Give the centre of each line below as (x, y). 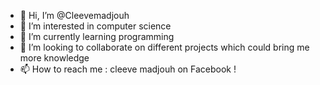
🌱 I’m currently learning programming (97, 36)
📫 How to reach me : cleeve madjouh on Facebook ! (128, 69)
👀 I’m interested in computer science (95, 26)
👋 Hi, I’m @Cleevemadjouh (74, 15)
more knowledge (54, 58)
